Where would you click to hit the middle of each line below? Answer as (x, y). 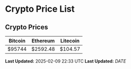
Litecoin (70, 41)
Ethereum (43, 41)
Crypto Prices (27, 27)
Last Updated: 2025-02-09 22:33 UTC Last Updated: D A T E (65, 61)
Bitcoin (17, 41)
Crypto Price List (40, 9)
